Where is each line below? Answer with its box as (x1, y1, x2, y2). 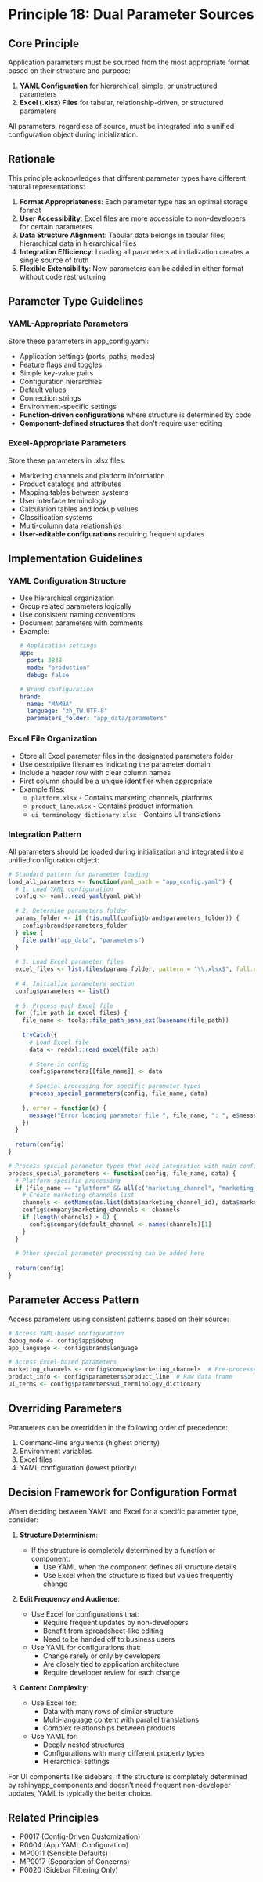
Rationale (8, 152, 56, 166)
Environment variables (19, 1446, 92, 1455)
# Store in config (28, 1060, 89, 1068)
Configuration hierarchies (19, 376, 103, 386)
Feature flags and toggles (19, 360, 103, 369)
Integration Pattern (8, 829, 82, 840)
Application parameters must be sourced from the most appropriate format (8, 57, 250, 67)
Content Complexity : (19, 1682, 89, 1692)
